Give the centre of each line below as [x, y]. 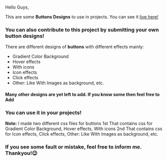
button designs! [25, 36]
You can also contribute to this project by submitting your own [82, 29]
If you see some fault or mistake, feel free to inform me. [74, 147]
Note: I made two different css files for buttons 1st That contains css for [79, 124]
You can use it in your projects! [43, 113]
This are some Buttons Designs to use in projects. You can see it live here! [82, 17]
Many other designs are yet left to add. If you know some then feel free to [83, 94]
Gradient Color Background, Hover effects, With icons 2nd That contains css [84, 129]
